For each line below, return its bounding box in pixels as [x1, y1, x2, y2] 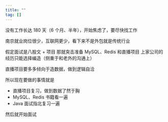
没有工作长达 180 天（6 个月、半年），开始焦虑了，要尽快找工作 [5, 27, 137, 33]
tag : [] [5, 12, 22, 17]
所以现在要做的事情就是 [5, 77, 54, 83]
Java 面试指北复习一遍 [12, 100, 60, 106]
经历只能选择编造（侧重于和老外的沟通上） [5, 55, 95, 61]
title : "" [5, 7, 26, 13]
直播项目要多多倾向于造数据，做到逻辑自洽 [5, 66, 95, 72]
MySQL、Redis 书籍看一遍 [12, 94, 68, 100]
